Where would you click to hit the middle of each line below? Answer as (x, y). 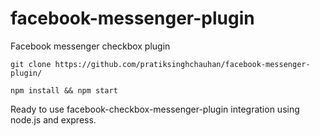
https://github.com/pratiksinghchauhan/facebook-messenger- (182, 64)
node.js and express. (53, 119)
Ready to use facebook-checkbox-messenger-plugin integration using (155, 109)
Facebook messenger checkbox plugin (90, 46)
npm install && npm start (64, 90)
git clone (31, 64)
